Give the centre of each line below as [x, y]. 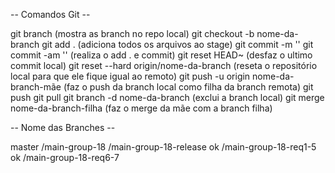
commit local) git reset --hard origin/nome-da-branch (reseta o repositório [164, 65]
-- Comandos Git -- [50, 14]
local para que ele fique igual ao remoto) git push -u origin [130, 76]
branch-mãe [36, 87]
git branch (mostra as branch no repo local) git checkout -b [132, 33]
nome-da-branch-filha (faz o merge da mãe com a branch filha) [141, 108]
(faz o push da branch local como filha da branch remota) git [188, 87]
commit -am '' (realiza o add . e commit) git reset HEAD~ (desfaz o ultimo [161, 55]
